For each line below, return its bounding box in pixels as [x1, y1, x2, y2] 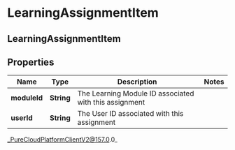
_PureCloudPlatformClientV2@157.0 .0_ [7, 135, 117, 144]
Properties [7, 56, 55, 68]
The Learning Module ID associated [77, 89, 194, 98]
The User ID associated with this [77, 109, 184, 119]
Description [117, 77, 157, 87]
